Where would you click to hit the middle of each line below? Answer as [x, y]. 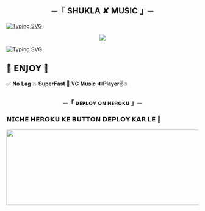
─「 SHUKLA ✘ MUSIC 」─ [103, 11]
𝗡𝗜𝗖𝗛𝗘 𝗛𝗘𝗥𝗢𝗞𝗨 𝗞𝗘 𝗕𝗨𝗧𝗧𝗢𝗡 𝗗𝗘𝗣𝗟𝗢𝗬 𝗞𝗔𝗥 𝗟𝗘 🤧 [84, 120]
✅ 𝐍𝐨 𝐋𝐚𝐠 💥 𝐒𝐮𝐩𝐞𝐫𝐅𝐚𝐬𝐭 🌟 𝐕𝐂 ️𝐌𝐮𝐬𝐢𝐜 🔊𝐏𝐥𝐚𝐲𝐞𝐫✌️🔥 [67, 84]
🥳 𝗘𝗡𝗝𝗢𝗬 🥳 [27, 69]
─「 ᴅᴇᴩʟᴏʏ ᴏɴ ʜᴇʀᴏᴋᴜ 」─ [103, 102]
